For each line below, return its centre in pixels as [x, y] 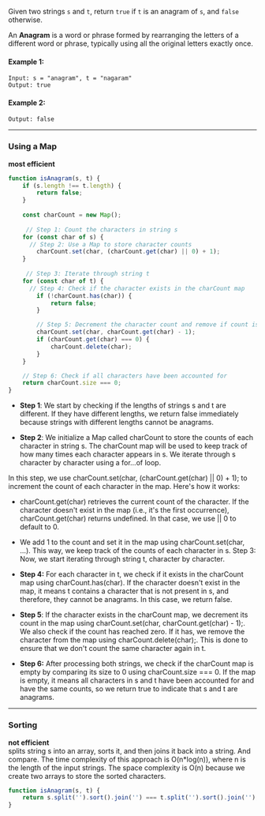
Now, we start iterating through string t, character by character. [122, 559]
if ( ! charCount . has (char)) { [84, 295]
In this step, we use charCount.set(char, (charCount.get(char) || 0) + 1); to [128, 478]
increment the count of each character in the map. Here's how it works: [124, 487]
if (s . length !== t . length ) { [72, 186]
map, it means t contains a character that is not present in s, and [124, 591]
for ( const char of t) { [63, 281]
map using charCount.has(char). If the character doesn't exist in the [130, 583]
